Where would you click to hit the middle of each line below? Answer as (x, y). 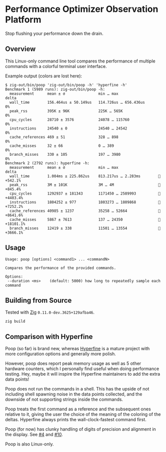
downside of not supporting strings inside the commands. (64, 399)
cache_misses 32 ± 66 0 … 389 (62, 146)
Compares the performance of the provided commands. (61, 268)
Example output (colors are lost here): (44, 76)
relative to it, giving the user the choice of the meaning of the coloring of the (83, 414)
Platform (23, 20)
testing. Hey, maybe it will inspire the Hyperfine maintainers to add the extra (83, 374)
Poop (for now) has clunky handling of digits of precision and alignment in (81, 429)
